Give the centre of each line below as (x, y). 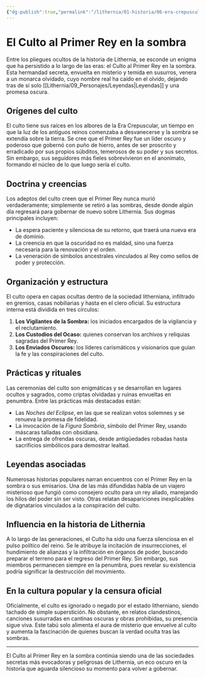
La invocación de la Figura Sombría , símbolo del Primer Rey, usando (101, 425)
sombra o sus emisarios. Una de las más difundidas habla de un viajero (96, 486)
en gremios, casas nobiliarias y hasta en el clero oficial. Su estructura (94, 303)
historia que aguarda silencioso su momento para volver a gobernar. (92, 669)
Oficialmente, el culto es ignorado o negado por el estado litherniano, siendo (103, 606)
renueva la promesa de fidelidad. (56, 419)
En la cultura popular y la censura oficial (84, 591)
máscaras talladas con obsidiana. (57, 432)
